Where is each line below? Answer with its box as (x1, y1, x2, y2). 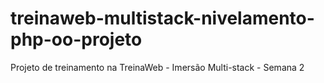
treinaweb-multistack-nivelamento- (10, 7, 315, 30)
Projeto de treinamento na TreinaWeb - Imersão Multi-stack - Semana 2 (10, 61, 305, 73)
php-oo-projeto (10, 28, 143, 51)
